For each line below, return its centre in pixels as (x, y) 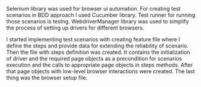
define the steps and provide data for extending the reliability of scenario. (97, 46)
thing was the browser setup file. (47, 78)
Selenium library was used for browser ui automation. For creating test (94, 9)
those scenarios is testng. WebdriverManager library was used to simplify (98, 21)
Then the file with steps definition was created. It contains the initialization (98, 52)
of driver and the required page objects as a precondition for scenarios (94, 58)
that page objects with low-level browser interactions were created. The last (101, 71)
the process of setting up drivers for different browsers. (75, 28)
